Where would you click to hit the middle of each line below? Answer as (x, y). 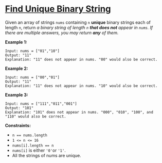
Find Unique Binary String (58, 9)
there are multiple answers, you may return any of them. (62, 33)
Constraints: (18, 125)
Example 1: (16, 42)
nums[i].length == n (33, 146)
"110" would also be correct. (36, 116)
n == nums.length (30, 135)
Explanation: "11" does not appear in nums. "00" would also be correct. (81, 59)
